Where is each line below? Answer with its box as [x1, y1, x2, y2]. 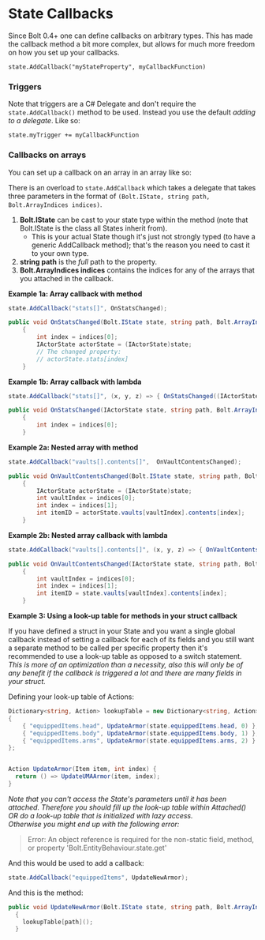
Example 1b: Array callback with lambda [8, 377, 142, 386]
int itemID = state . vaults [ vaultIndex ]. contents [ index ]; [36, 589, 227, 597]
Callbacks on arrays [8, 149, 87, 160]
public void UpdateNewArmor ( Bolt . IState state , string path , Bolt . [8, 903, 235, 911]
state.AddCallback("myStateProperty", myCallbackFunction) [8, 62, 207, 71]
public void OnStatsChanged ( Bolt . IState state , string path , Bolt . [8, 318, 235, 326]
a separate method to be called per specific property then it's [8, 643, 208, 652]
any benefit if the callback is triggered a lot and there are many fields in [8, 668, 242, 678]
